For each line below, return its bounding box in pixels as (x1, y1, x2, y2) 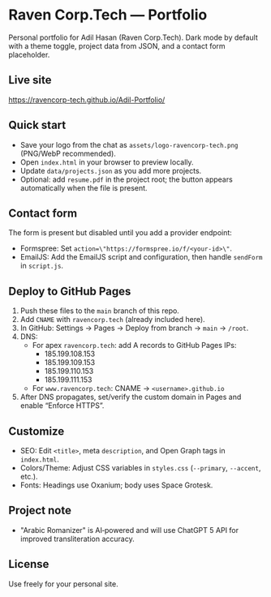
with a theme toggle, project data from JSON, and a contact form (8, 41, 226, 50)
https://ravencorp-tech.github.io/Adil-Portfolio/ (8, 95, 166, 105)
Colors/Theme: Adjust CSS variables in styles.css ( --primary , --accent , (19, 463, 261, 472)
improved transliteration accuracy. (19, 534, 135, 543)
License (8, 557, 49, 571)
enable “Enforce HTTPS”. (19, 401, 105, 410)
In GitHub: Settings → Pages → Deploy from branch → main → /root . (19, 323, 249, 333)
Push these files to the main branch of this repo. (19, 306, 180, 316)
